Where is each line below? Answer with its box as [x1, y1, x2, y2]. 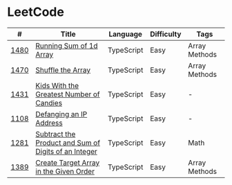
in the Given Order [35, 166, 95, 176]
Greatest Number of [35, 89, 100, 99]
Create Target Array [35, 157, 100, 167]
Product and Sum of [35, 138, 101, 148]
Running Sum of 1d [35, 41, 98, 51]
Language [108, 29, 143, 39]
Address [35, 118, 64, 127]
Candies [35, 98, 63, 107]
